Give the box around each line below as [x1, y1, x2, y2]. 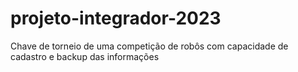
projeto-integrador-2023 [10, 7, 222, 30]
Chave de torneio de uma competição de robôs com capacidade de [10, 40, 289, 52]
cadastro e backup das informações [10, 50, 160, 62]
